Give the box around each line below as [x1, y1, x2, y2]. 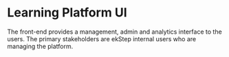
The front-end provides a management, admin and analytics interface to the [7, 27, 222, 36]
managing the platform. [7, 42, 74, 50]
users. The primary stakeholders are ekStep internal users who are [7, 34, 197, 43]
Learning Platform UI [7, 5, 127, 21]
